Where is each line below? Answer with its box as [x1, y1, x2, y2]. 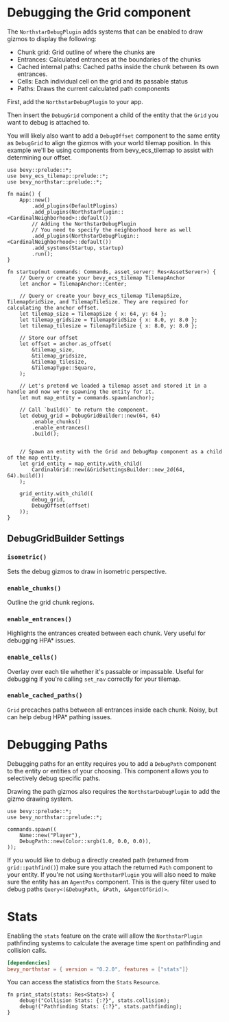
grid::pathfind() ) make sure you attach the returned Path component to [7, 863, 213, 871]
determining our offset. [7, 153, 72, 162]
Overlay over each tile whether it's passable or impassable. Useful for [7, 667, 204, 675]
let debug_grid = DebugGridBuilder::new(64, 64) [19, 412, 161, 419]
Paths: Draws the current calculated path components [16, 84, 170, 92]
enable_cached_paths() [7, 692, 83, 699]
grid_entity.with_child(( [19, 490, 94, 497]
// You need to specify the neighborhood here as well [32, 226, 192, 234]
